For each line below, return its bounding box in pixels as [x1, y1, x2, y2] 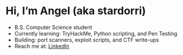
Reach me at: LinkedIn [14, 43, 70, 50]
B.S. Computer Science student [14, 24, 92, 31]
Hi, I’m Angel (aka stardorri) [5, 4, 146, 18]
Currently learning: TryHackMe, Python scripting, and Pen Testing [14, 30, 178, 37]
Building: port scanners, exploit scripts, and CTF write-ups [14, 36, 160, 43]
